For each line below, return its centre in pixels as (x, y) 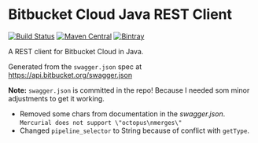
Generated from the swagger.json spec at (75, 66)
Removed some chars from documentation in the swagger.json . (122, 114)
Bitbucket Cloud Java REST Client (120, 15)
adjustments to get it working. (56, 98)
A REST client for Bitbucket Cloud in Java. (76, 51)
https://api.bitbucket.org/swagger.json (70, 75)
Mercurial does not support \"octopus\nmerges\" (101, 123)
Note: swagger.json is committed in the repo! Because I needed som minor (129, 90)
